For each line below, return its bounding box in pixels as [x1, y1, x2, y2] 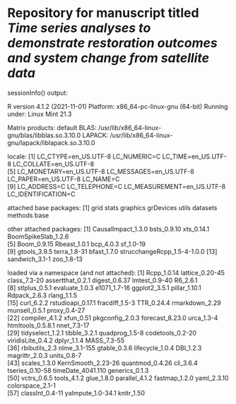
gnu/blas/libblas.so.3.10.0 [7, 131, 81, 139]
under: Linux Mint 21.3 [7, 110, 72, 118]
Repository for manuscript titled [7, 5, 199, 21]
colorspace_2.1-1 [7, 381, 57, 390]
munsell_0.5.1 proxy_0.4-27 [7, 306, 85, 314]
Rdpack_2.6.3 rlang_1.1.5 [7, 291, 78, 299]
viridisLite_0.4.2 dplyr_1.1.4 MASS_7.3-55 [7, 336, 125, 345]
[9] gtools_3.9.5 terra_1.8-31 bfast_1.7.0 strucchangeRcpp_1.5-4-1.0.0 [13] [7, 247, 218, 255]
